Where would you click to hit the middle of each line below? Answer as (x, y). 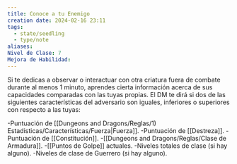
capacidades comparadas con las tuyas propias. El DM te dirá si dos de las (117, 94)
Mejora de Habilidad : (39, 60)
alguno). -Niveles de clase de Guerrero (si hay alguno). (87, 153)
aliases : (20, 46)
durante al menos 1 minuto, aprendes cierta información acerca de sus (110, 87)
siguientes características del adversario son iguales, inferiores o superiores (118, 102)
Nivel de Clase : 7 (34, 53)
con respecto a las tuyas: (44, 109)
